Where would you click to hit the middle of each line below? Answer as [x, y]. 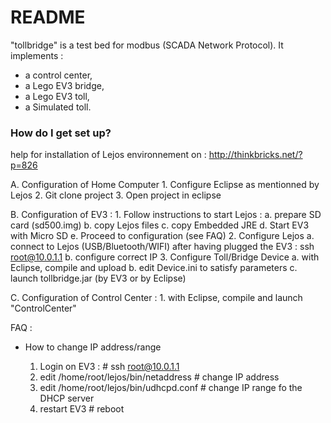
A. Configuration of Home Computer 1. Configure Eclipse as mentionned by [165, 185]
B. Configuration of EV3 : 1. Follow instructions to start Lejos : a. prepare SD [166, 215]
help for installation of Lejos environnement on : [108, 155]
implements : [37, 55]
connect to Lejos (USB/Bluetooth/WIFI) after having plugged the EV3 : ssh [162, 247]
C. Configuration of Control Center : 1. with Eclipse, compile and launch [156, 298]
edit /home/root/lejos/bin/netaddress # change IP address [159, 377]
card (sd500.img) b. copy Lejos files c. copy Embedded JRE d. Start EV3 [160, 225]
